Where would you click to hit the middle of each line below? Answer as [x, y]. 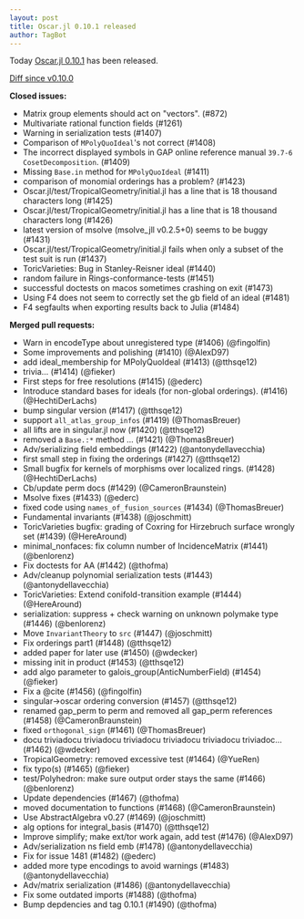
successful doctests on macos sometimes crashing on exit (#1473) [148, 288]
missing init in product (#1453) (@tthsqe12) [103, 663]
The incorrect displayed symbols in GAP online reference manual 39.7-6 [157, 152]
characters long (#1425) [68, 201]
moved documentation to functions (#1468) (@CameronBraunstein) [149, 808]
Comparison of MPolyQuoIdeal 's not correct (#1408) [119, 143]
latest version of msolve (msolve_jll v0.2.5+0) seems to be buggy [145, 230]
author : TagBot [38, 35]
